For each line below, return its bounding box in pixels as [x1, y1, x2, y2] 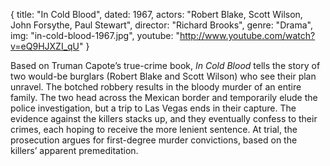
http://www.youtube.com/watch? [179, 30, 316, 41]
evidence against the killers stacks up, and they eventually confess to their [10, 113, 318, 124]
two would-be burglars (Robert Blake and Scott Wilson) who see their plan [10, 70, 317, 82]
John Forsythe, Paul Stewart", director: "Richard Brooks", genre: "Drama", [10, 19, 313, 31]
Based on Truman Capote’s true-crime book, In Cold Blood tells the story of [10, 60, 321, 71]
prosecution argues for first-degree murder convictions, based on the [10, 134, 298, 146]
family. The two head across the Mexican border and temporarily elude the [10, 92, 318, 103]
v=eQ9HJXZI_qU [10, 40, 80, 52]
